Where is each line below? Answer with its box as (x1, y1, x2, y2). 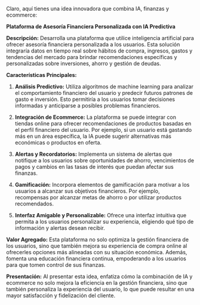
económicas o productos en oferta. (14, 139, 102, 146)
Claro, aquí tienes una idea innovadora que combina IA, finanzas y (6, 5, 169, 12)
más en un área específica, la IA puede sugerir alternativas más (14, 133, 172, 140)
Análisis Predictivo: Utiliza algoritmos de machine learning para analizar (14, 83, 194, 90)
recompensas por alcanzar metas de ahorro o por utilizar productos (14, 194, 182, 201)
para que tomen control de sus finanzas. (6, 261, 106, 268)
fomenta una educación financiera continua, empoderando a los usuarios (6, 255, 187, 262)
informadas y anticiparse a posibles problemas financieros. (14, 102, 161, 109)
